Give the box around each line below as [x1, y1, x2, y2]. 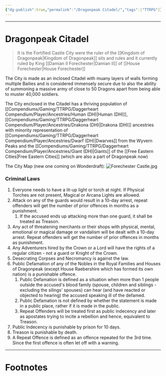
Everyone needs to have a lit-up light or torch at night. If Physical [12, 187, 145, 193]
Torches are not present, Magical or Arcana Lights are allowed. [12, 192, 141, 198]
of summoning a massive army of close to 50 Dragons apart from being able [5, 85, 161, 92]
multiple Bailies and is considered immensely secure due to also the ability [5, 80, 157, 86]
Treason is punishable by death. [12, 329, 78, 335]
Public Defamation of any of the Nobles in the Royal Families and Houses [12, 260, 161, 266]
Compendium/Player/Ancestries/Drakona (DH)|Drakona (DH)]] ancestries [5, 122, 154, 128]
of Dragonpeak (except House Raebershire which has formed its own [12, 266, 153, 272]
